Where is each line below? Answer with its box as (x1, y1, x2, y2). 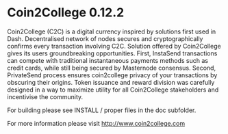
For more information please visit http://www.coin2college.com (7, 119, 186, 127)
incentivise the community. (7, 92, 84, 100)
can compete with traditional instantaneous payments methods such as (7, 56, 209, 64)
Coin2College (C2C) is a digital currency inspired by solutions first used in (7, 27, 216, 36)
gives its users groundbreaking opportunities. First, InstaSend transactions (7, 49, 218, 57)
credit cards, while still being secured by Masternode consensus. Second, (7, 64, 216, 72)
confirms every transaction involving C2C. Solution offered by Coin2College (7, 42, 221, 50)
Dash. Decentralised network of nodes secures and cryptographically (7, 34, 203, 42)
